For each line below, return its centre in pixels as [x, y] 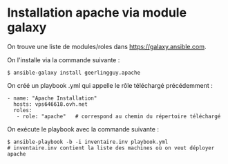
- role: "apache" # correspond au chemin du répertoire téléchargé [118, 116]
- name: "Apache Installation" [52, 98]
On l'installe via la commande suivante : [64, 60]
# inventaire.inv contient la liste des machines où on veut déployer [111, 148]
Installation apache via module [97, 13]
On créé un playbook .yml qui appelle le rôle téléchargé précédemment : [110, 85]
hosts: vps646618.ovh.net [51, 104]
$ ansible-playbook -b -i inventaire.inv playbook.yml [88, 142]
